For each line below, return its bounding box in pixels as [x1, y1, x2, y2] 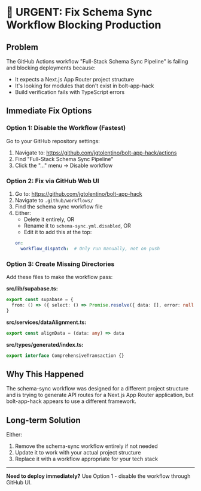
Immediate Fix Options [6, 106, 92, 116]
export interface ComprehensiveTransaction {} [6, 353, 124, 359]
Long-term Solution [6, 415, 81, 425]
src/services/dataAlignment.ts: [6, 319, 87, 326]
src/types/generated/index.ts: [6, 341, 84, 348]
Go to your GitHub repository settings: [6, 137, 100, 144]
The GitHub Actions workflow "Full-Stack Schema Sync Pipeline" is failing [6, 58, 188, 65]
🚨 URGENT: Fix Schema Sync [6, 5, 153, 19]
